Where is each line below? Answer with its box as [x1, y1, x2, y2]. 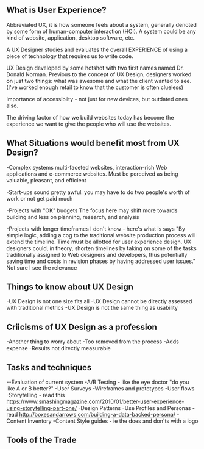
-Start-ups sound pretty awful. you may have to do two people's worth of [6, 189, 190, 196]
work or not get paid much [6, 195, 73, 202]
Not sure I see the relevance [6, 264, 77, 271]
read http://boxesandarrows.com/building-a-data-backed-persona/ [6, 411, 175, 418]
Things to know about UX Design [6, 282, 134, 292]
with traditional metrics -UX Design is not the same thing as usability [6, 304, 178, 312]
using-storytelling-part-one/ [6, 404, 77, 412]
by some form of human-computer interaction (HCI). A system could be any [6, 27, 196, 35]
